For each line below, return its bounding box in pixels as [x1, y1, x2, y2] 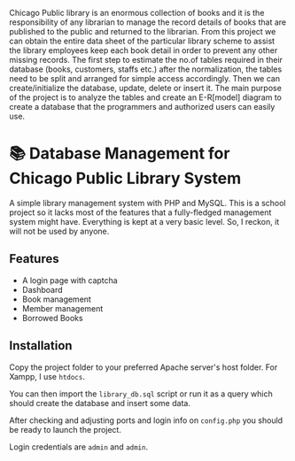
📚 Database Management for [9, 143, 230, 164]
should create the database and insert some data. [9, 397, 190, 408]
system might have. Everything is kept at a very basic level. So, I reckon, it [9, 216, 280, 227]
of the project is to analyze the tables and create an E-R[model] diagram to [9, 92, 282, 103]
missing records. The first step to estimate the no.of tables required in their [9, 55, 283, 65]
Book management [21, 294, 91, 304]
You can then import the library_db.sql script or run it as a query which [9, 388, 273, 399]
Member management [21, 303, 104, 313]
